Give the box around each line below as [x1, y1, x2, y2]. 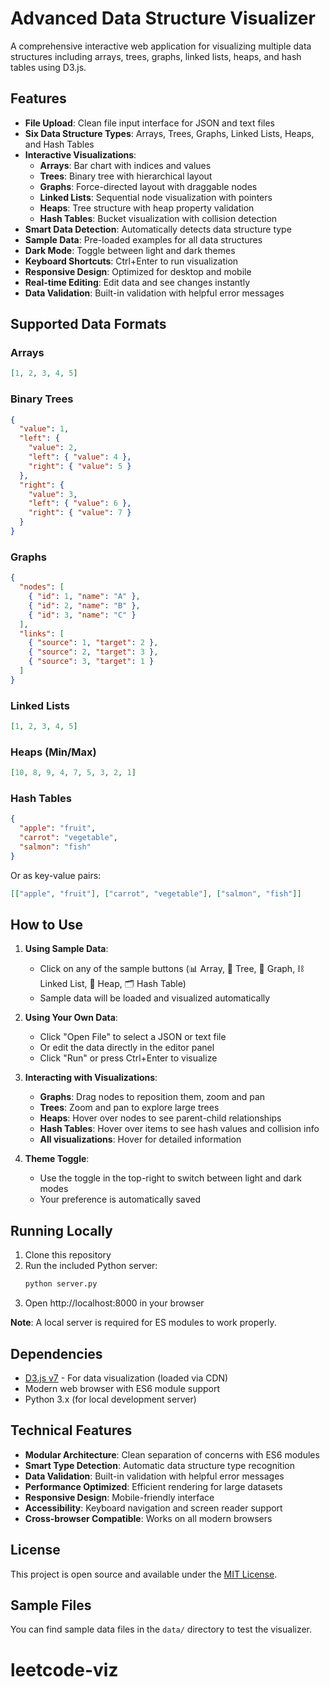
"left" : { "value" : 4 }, [28, 452, 132, 462]
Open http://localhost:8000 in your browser [24, 1297, 205, 1309]
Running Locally [10, 1222, 113, 1239]
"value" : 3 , [28, 489, 78, 499]
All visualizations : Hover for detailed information [39, 1133, 242, 1146]
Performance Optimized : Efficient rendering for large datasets [24, 1480, 283, 1492]
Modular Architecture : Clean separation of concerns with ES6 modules [24, 1448, 320, 1461]
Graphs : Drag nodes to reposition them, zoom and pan [39, 1091, 266, 1103]
